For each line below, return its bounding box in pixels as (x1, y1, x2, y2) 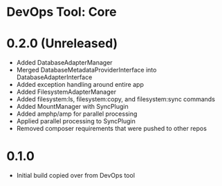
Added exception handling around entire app (16, 81, 145, 89)
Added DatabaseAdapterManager (16, 59, 113, 67)
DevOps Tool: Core (6, 4, 117, 20)
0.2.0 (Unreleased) (6, 36, 118, 52)
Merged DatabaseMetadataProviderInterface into (16, 66, 157, 74)
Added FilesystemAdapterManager (16, 87, 117, 96)
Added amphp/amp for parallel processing (16, 110, 138, 118)
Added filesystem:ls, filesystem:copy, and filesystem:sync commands (16, 95, 216, 103)
